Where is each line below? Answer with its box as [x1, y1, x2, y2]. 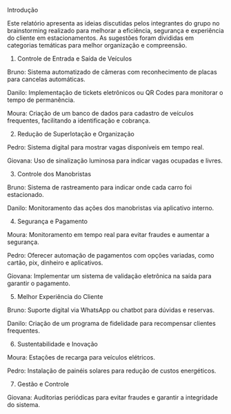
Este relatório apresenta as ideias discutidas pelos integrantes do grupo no [7, 19, 220, 27]
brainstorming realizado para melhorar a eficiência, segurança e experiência [7, 27, 224, 34]
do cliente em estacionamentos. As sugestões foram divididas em [7, 34, 194, 42]
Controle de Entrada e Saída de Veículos [17, 54, 132, 63]
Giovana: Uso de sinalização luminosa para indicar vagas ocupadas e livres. [7, 156, 223, 165]
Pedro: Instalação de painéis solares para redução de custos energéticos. [7, 366, 217, 375]
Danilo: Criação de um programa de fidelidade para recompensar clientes [7, 320, 216, 327]
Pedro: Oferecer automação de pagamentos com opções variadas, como [7, 251, 214, 259]
